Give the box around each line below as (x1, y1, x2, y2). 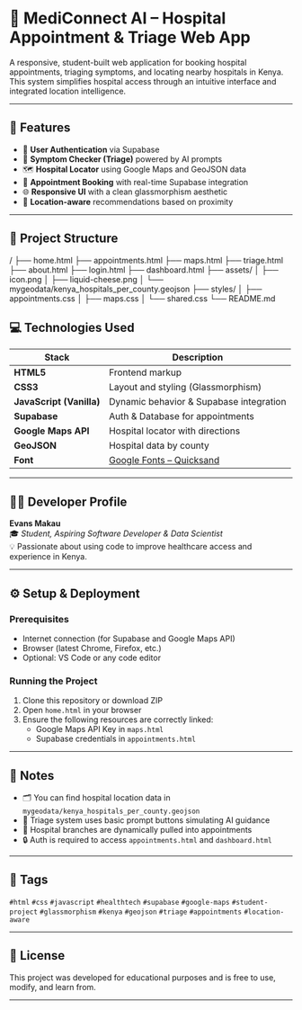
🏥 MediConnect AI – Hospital (9, 8, 226, 29)
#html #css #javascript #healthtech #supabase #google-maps (9, 898, 230, 907)
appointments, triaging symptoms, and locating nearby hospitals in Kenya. (9, 67, 284, 77)
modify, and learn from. (9, 981, 96, 992)
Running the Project (9, 675, 98, 687)
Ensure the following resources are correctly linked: (22, 714, 214, 725)
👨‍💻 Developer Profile (9, 494, 128, 509)
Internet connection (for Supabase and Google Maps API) (22, 633, 235, 644)
